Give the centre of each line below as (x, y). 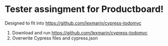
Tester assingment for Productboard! (84, 9)
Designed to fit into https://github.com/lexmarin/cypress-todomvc (73, 23)
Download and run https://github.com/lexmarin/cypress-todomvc (80, 32)
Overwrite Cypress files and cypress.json (55, 38)
